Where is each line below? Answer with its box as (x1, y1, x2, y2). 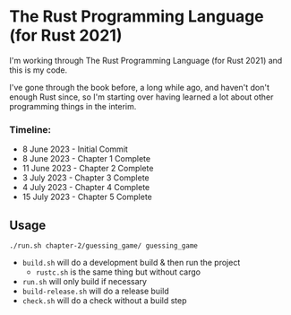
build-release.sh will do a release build (21, 285, 169, 297)
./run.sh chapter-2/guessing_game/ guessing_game (9, 241, 199, 250)
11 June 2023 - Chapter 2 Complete (21, 163, 154, 174)
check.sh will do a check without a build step (21, 295, 187, 306)
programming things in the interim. (9, 101, 137, 111)
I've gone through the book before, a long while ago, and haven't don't (9, 82, 270, 92)
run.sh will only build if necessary (21, 276, 148, 287)
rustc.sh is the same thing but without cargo (35, 267, 201, 277)
